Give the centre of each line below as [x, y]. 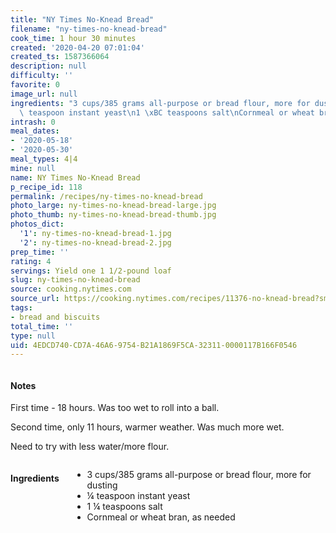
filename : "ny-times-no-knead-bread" [89, 29]
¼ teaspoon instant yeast [138, 496]
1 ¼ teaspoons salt [124, 507]
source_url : [35, 299]
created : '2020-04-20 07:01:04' [77, 47]
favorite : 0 [35, 85]
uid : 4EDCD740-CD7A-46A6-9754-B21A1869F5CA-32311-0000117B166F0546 [154, 345]
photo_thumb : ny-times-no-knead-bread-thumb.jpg [113, 215]
